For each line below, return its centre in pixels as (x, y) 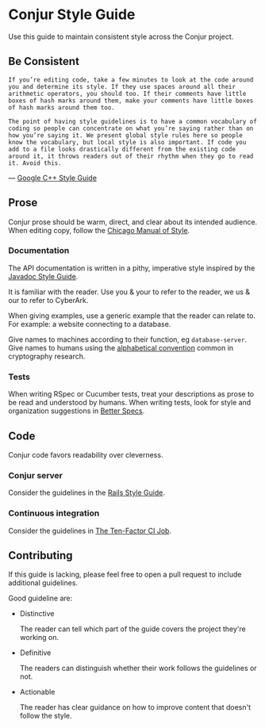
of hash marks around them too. (61, 107)
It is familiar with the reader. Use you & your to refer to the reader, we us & (129, 292)
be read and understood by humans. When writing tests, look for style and (130, 403)
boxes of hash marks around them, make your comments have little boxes (131, 101)
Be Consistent (44, 61)
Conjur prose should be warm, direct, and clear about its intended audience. (133, 222)
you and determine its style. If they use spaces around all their (122, 86)
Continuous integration (54, 513)
